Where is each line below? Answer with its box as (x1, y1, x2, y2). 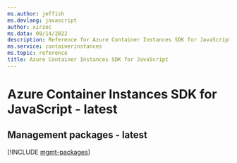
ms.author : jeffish (7, 10, 65, 18)
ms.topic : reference (7, 50, 68, 57)
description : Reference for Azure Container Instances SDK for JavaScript (7, 37, 232, 44)
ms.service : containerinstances (7, 43, 102, 50)
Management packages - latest (7, 129, 148, 141)
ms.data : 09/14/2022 (7, 30, 68, 37)
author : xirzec (7, 23, 52, 30)
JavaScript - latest (7, 101, 118, 117)
